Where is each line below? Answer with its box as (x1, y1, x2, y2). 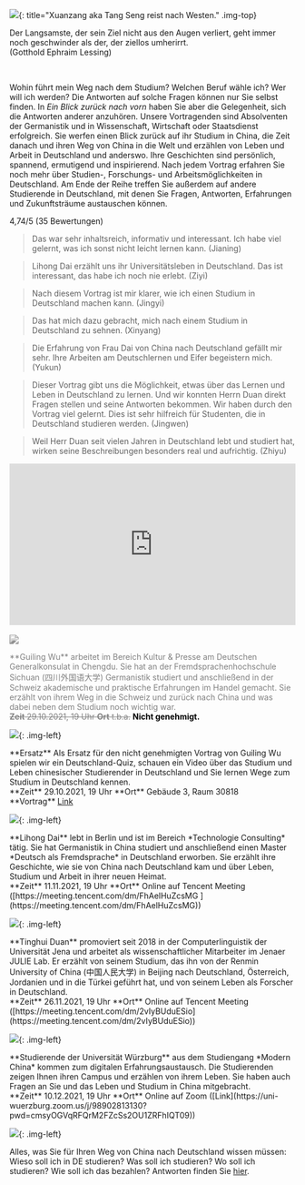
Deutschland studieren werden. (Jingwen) (31, 419, 189, 429)
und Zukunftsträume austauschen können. (9, 198, 168, 208)
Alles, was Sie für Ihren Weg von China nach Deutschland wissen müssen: (9, 1146, 287, 1157)
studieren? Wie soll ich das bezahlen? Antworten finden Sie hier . (9, 1165, 250, 1176)
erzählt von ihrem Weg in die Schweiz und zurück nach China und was (9, 692, 274, 703)
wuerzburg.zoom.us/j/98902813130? (9, 1099, 147, 1110)
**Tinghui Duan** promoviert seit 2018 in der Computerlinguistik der (9, 936, 268, 947)
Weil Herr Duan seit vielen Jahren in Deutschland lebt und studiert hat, (31, 436, 295, 446)
